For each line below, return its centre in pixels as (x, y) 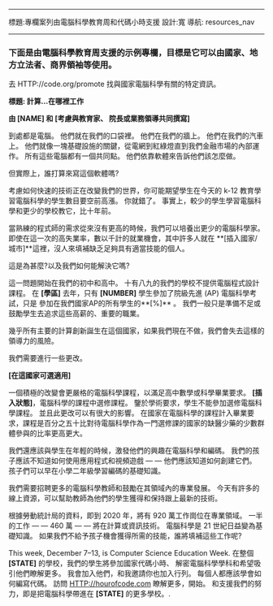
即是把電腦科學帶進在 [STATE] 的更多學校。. (96, 594)
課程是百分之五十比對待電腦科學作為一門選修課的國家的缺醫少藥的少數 (140, 423)
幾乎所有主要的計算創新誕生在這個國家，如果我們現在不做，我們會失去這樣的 (136, 331)
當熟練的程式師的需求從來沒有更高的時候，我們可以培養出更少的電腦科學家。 (136, 228)
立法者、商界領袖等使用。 (67, 64)
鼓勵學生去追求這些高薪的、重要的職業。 (76, 314)
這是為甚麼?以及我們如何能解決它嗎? (69, 266)
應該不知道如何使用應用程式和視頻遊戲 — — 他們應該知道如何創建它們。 (136, 461)
